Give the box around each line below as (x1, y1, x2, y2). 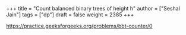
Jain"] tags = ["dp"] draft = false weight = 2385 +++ (6, 11, 134, 18)
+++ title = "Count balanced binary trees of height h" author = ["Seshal (6, 5, 180, 12)
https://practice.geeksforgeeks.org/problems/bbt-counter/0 (6, 23, 153, 29)
